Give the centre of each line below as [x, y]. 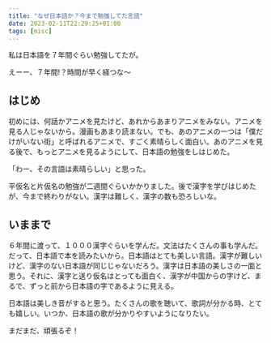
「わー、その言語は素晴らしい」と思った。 [79, 169]
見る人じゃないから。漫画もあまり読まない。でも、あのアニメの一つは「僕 [132, 131]
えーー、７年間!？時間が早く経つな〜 [70, 72]
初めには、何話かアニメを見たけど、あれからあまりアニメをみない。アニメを [135, 122]
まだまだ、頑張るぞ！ [44, 330]
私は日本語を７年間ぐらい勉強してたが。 [76, 55]
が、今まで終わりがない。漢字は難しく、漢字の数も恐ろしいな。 [114, 196]
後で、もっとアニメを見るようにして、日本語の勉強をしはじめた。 [125, 152]
